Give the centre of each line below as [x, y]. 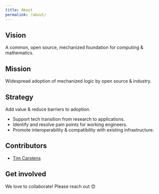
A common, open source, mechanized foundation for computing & [74, 47]
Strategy [19, 97]
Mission [18, 69]
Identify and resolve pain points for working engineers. [70, 124]
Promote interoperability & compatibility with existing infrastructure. [83, 130]
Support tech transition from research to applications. [69, 119]
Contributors [26, 146]
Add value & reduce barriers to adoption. [48, 109]
